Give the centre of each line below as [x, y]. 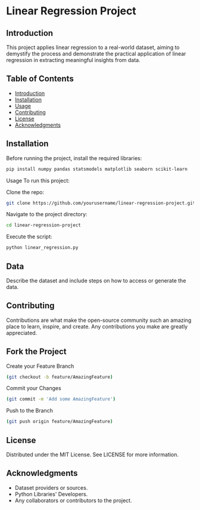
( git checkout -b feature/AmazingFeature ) [60, 377]
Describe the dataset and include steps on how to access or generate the [96, 280]
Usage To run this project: [38, 180]
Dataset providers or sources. [51, 487]
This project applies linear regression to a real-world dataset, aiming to [93, 47]
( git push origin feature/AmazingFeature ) [60, 422]
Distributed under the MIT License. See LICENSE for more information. [93, 454]
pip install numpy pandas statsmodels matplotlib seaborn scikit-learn [97, 169]
